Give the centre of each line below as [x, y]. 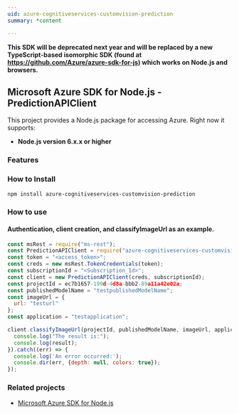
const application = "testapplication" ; [68, 317]
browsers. [23, 70]
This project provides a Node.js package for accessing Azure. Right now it [116, 120]
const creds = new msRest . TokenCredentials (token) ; [85, 264]
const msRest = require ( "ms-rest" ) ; [62, 244]
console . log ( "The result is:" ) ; [62, 336]
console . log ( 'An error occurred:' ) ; [68, 356]
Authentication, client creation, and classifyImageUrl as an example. [111, 229]
